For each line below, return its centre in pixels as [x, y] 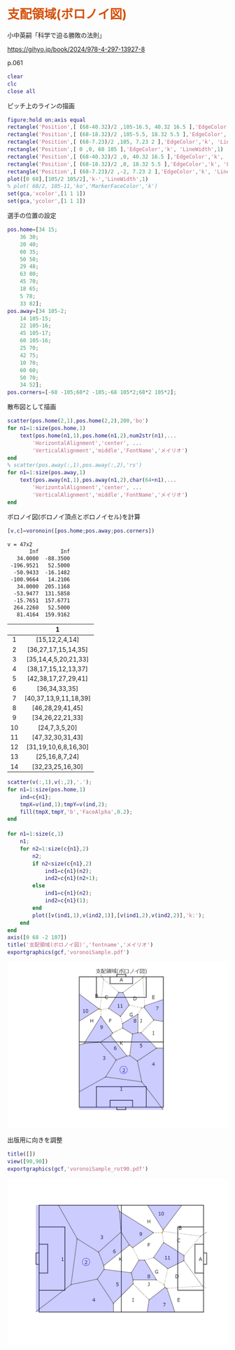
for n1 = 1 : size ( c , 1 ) [36, 834]
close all [22, 91]
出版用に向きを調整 [35, 1140]
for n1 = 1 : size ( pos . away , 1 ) [47, 473]
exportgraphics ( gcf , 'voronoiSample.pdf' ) [69, 953]
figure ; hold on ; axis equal [47, 120]
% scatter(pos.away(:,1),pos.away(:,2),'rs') [74, 465]
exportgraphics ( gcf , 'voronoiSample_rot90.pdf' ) [78, 1169]
